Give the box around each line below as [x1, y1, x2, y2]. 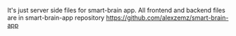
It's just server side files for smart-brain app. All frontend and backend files [7, 6, 225, 14]
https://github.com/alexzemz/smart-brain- [106, 13, 229, 22]
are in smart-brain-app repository [7, 13, 105, 22]
